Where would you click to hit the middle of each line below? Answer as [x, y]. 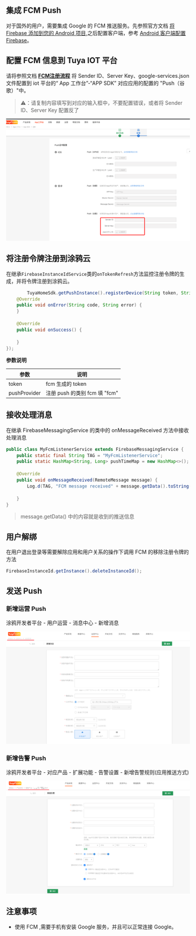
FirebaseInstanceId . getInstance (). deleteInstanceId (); [74, 571]
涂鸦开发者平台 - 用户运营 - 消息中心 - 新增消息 [62, 623]
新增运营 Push [26, 609]
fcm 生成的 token [66, 384]
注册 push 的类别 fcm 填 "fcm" [82, 393]
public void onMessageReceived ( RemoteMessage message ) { [87, 480]
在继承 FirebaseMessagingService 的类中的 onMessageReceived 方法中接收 [97, 430]
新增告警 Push [26, 758]
